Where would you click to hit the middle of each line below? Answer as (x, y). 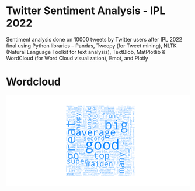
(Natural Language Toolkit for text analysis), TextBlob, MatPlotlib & (86, 52)
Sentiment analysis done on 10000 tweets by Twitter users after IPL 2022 (94, 39)
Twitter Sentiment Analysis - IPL (86, 11)
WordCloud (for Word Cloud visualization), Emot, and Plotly (77, 58)
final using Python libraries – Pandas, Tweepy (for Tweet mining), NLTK (91, 46)
